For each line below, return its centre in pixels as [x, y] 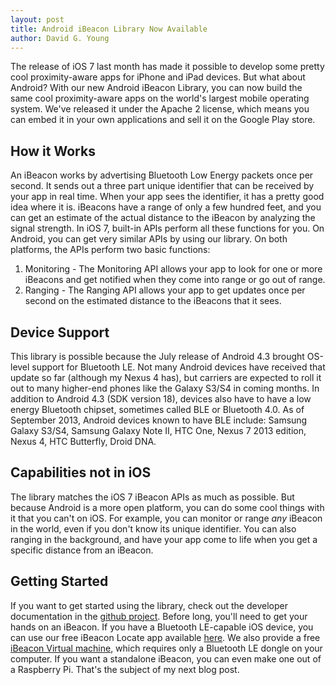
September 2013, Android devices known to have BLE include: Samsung [159, 420]
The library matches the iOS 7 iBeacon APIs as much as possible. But [152, 497]
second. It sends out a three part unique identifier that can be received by [162, 186]
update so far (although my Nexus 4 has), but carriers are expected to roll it [166, 377]
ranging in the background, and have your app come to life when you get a [164, 539]
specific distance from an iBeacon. [82, 550]
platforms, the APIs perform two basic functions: [110, 250]
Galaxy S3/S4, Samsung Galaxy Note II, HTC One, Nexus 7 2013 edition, [158, 430]
